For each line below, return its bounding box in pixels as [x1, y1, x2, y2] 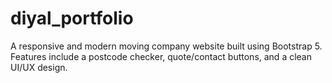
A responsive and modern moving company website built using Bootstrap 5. [10, 40, 323, 52]
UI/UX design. [10, 61, 68, 73]
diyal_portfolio [10, 7, 134, 30]
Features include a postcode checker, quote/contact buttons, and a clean [10, 50, 313, 62]
